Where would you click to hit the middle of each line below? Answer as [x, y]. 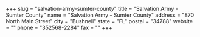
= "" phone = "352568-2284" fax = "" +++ [59, 27]
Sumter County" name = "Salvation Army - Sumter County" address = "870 [100, 15]
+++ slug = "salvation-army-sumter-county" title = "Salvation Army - [92, 9]
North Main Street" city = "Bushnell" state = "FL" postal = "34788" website [99, 21]
